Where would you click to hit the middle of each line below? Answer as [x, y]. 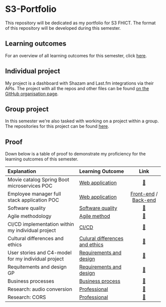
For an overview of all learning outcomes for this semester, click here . [76, 55]
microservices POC [30, 186]
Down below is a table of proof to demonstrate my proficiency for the [75, 154]
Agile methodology [30, 216]
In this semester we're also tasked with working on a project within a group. [82, 121]
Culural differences [101, 239]
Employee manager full [34, 194]
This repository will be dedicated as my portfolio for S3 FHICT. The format [81, 23]
